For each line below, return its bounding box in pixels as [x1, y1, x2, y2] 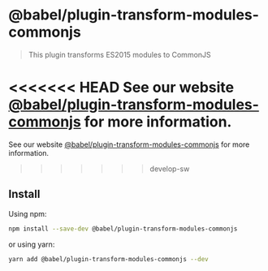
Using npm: [8, 209, 47, 218]
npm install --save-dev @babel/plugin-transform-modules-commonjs [8, 225, 238, 233]
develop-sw [149, 164, 190, 174]
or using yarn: [8, 239, 55, 249]
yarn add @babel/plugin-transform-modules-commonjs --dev [8, 255, 209, 263]
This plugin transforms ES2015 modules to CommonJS [28, 49, 211, 59]
